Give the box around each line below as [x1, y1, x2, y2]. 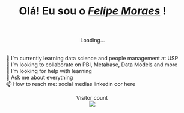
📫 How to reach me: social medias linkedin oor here [5, 80, 136, 87]
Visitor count [76, 94, 108, 101]
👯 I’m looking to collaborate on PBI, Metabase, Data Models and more [5, 61, 178, 68]
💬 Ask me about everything [5, 74, 73, 81]
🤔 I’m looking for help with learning [5, 67, 92, 74]
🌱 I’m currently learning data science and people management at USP [5, 54, 179, 62]
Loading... [80, 36, 105, 44]
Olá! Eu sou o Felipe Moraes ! [19, 4, 167, 18]
